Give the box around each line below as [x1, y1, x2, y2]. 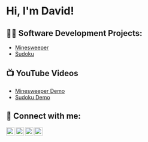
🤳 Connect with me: [6, 111, 81, 121]
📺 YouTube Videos [6, 68, 78, 78]
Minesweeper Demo [14, 87, 65, 94]
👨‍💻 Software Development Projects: [6, 28, 143, 38]
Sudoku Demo [14, 93, 50, 101]
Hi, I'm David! [6, 4, 74, 18]
